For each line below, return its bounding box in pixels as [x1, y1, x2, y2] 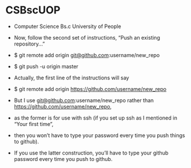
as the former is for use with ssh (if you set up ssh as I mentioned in [13, 114, 178, 121]
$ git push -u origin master [13, 62, 79, 70]
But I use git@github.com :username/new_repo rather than [13, 97, 154, 104]
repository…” [13, 40, 45, 47]
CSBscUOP [5, 3, 61, 17]
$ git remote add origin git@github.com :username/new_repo [13, 51, 160, 58]
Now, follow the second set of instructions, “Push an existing [13, 34, 160, 41]
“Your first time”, [13, 120, 54, 127]
